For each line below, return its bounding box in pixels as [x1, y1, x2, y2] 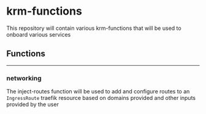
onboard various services [6, 30, 71, 38]
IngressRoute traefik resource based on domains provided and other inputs [6, 94, 196, 102]
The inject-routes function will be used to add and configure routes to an [6, 88, 190, 95]
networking [6, 74, 42, 82]
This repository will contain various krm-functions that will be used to [6, 24, 182, 32]
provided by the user [6, 101, 59, 108]
